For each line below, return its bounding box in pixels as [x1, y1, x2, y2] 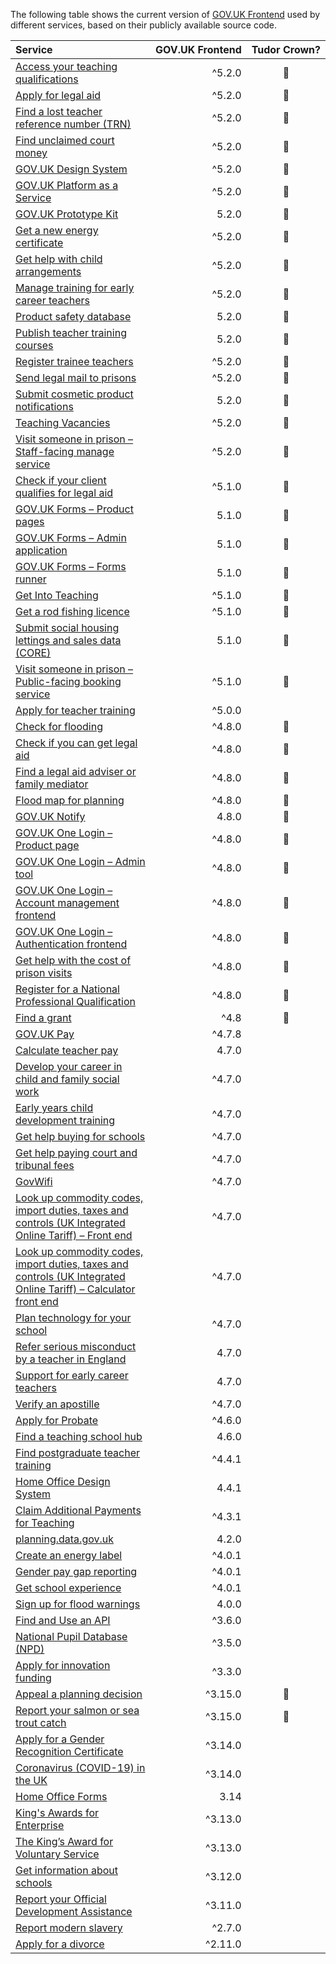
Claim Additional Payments [15, 1504, 142, 1517]
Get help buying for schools [15, 1130, 146, 1143]
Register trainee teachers [15, 355, 134, 368]
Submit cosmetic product [15, 387, 134, 401]
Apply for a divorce [15, 1937, 105, 1951]
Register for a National [15, 982, 120, 996]
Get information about [15, 1864, 118, 1877]
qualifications [15, 72, 79, 86]
